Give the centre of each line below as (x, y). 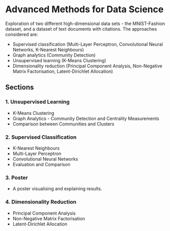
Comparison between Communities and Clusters (63, 124)
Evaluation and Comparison (41, 164)
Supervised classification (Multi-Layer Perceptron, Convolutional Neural (88, 44)
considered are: (22, 34)
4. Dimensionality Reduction (41, 202)
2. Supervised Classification (41, 137)
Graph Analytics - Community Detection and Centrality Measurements (86, 118)
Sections (20, 87)
